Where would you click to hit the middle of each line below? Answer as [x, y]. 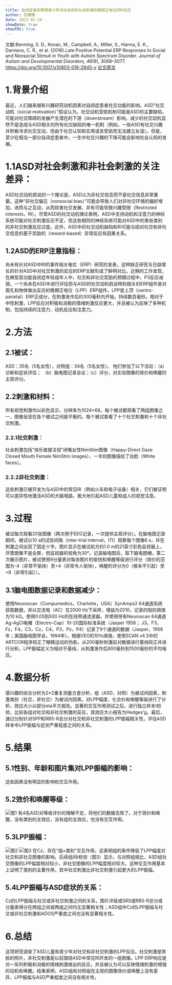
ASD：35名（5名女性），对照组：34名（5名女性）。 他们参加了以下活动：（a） [85, 366]
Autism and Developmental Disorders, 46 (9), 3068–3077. [66, 61]
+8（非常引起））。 [24, 572]
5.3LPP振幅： [27, 837]
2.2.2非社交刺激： [28, 477]
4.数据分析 [28, 678]
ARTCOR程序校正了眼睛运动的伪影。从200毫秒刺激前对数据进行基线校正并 [84, 642]
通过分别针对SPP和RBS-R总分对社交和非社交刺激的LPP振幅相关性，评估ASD [86, 718]
